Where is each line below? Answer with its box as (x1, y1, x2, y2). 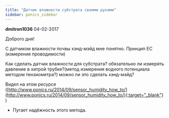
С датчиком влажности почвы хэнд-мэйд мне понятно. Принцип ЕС (5, 45, 153, 51)
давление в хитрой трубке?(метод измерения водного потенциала (5, 66, 150, 72)
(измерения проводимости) (5, 51, 66, 57)
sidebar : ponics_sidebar (5, 12, 58, 17)
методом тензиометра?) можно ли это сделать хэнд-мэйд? (5, 71, 135, 77)
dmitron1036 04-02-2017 (5, 26, 59, 32)
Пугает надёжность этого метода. (12, 107, 87, 113)
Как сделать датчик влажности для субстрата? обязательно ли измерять (5, 61, 164, 67)
